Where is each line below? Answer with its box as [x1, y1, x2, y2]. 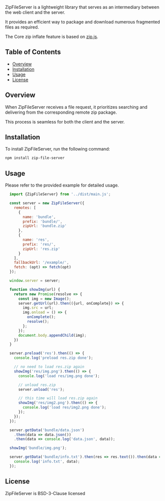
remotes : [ [14, 205, 36, 210]
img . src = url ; [23, 305, 54, 311]
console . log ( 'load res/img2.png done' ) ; [23, 405, 107, 410]
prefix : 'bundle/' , [23, 219, 63, 224]
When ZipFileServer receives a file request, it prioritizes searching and [5, 104, 148, 110]
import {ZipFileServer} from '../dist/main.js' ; [9, 192, 111, 197]
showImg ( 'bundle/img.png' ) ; [9, 445, 67, 451]
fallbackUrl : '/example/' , [14, 260, 69, 265]
